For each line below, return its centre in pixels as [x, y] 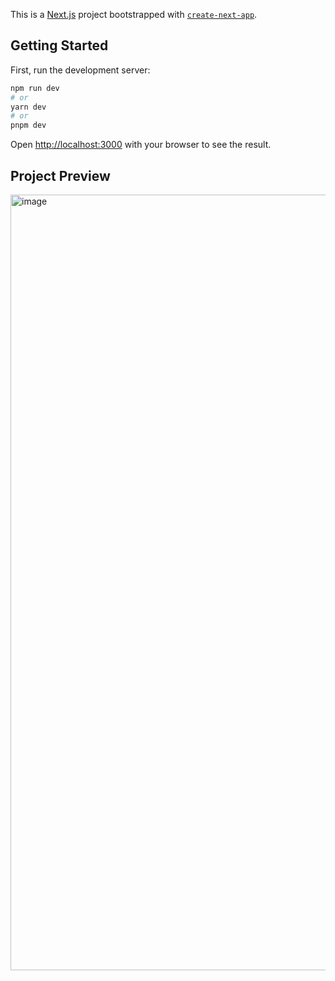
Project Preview [60, 175]
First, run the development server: [80, 70]
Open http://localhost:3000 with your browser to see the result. [141, 145]
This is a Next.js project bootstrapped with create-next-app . [134, 14]
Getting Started [59, 45]
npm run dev [35, 88]
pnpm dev [28, 125]
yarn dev [28, 107]
